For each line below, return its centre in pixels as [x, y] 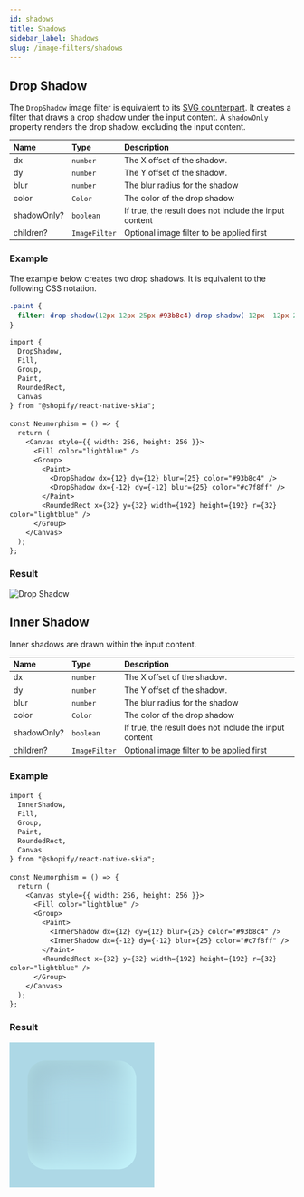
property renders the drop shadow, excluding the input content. [128, 127]
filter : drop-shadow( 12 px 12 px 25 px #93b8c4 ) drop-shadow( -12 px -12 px [153, 316]
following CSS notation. [53, 288]
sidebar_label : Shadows [54, 38]
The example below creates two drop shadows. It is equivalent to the [138, 278]
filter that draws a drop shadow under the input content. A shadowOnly [139, 117]
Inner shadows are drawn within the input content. [103, 644]
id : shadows [32, 19]
